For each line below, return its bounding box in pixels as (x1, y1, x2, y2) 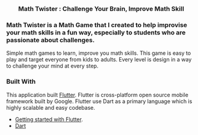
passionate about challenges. (6, 36, 95, 44)
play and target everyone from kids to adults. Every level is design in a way (6, 56, 192, 63)
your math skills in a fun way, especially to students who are (6, 28, 186, 37)
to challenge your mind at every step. (6, 62, 99, 70)
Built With (6, 77, 36, 86)
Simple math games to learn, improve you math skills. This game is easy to (6, 49, 191, 57)
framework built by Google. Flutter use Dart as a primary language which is (6, 98, 193, 105)
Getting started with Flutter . (14, 116, 83, 123)
